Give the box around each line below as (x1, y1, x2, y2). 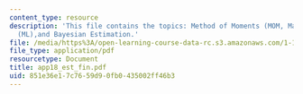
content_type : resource (9, 13, 99, 22)
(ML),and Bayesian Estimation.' (17, 30, 140, 38)
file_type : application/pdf (9, 47, 115, 56)
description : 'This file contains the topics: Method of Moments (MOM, (9, 21, 284, 30)
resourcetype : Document (9, 55, 99, 64)
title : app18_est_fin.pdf (9, 64, 106, 73)
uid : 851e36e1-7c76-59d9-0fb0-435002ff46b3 (9, 72, 176, 81)
